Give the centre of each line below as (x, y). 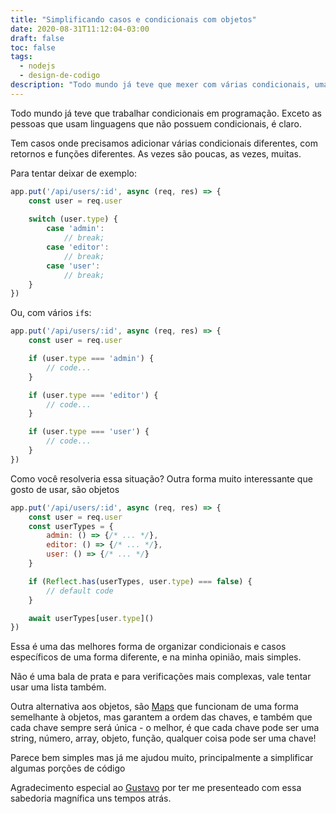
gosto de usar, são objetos (65, 489)
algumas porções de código (68, 768)
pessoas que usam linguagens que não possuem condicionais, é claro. (156, 123)
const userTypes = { (71, 526)
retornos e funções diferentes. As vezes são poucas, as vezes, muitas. (156, 153)
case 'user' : (73, 266)
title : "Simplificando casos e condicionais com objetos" (133, 19)
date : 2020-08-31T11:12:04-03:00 (80, 29)
